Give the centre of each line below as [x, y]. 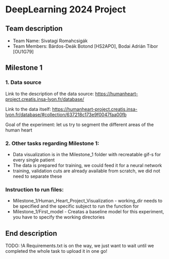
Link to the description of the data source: [50, 94]
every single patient [34, 160]
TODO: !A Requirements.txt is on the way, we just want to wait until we [80, 246]
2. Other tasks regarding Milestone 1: [52, 143]
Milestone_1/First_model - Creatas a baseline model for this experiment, [88, 212]
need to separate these [37, 176]
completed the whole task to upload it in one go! [57, 251]
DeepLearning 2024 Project [65, 10]
